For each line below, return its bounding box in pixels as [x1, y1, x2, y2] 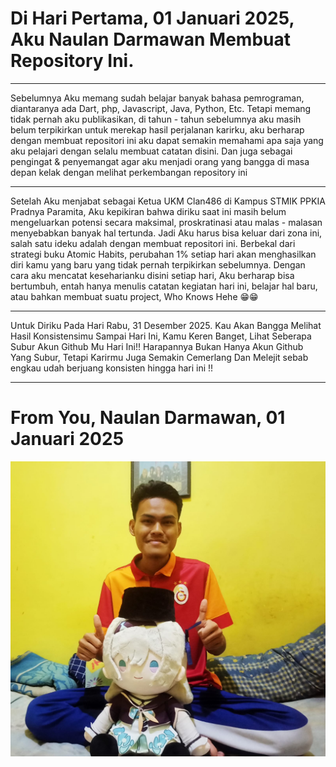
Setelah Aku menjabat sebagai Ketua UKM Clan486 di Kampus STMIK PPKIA [10, 195, 326, 207]
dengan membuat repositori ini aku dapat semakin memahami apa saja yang [10, 134, 324, 146]
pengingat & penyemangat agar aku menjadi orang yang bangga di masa [10, 155, 310, 167]
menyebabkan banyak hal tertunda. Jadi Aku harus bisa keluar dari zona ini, [10, 227, 323, 239]
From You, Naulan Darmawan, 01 [10, 407, 286, 429]
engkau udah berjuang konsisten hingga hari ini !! [10, 362, 214, 374]
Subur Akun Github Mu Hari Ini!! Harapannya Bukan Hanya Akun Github [10, 340, 304, 352]
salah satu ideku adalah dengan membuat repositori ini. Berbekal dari [10, 237, 296, 249]
